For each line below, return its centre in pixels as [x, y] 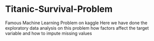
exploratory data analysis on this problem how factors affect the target [77, 28]
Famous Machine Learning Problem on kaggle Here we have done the [76, 23]
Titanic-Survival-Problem [59, 9]
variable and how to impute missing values [49, 33]
